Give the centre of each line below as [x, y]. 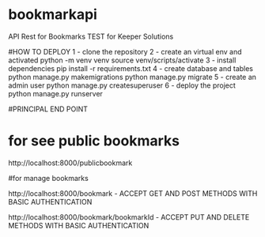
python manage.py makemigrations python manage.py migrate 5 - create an [132, 77]
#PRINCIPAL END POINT [48, 109]
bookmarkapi [53, 15]
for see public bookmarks [94, 141]
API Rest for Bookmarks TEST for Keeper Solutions [91, 36]
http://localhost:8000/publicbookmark [70, 163]
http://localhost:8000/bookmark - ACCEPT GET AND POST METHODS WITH [133, 193]
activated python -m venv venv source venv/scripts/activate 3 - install [122, 60]
